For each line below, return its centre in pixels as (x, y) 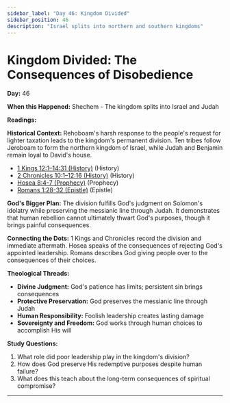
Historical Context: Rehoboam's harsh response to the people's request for (114, 133)
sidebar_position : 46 (38, 20)
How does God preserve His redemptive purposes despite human (110, 364)
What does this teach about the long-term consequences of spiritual (113, 379)
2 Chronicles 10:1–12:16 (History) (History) (76, 176)
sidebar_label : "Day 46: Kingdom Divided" (68, 13)
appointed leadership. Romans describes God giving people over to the (107, 253)
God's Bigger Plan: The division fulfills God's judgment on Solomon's (105, 203)
